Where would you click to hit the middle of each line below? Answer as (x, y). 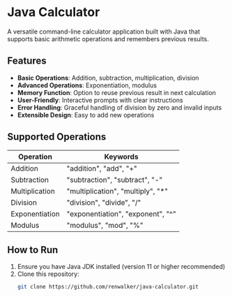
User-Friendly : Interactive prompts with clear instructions (100, 100)
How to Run (33, 250)
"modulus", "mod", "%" (105, 225)
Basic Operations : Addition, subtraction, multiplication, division (108, 78)
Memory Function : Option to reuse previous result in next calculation (116, 92)
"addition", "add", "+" (102, 168)
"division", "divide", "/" (104, 202)
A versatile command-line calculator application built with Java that (104, 31)
